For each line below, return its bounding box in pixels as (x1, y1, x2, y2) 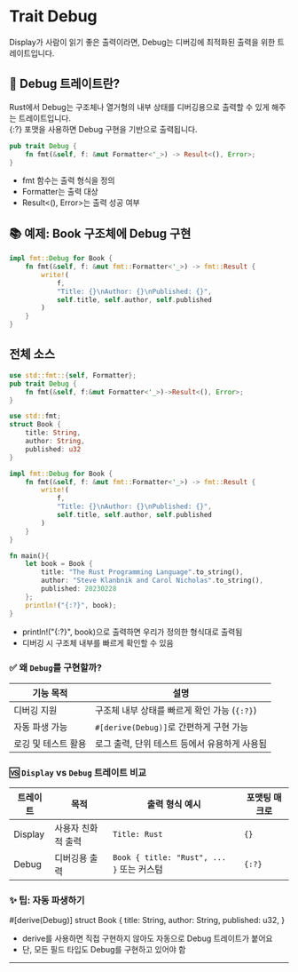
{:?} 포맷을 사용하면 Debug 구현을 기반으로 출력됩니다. (9, 123, 198, 134)
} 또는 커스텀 (112, 864, 164, 876)
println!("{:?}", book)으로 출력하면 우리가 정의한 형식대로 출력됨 (21, 626, 243, 637)
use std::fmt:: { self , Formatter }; (9, 370, 137, 379)
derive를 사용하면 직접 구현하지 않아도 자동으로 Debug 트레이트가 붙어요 (21, 933, 273, 944)
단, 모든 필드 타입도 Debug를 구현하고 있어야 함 (21, 944, 186, 955)
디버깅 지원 (13, 704, 58, 716)
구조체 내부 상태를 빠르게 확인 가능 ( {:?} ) (94, 704, 257, 716)
